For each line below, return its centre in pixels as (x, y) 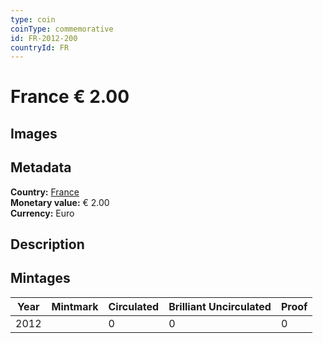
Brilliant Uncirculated (220, 306)
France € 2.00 (70, 97)
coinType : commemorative (62, 29)
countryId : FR (40, 47)
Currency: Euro (42, 213)
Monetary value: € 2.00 (60, 202)
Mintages (40, 278)
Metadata (41, 167)
